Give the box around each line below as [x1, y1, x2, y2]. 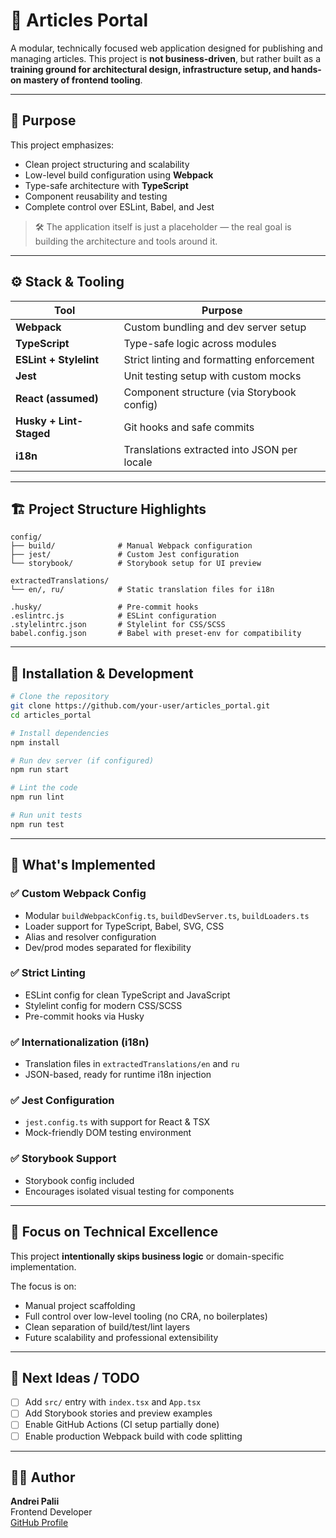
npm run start [10, 765, 70, 775]
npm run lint [10, 792, 65, 803]
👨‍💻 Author [10, 1469, 76, 1486]
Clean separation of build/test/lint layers [24, 1320, 191, 1333]
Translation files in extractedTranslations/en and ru [24, 1058, 240, 1070]
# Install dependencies [10, 728, 110, 738]
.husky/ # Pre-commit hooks [10, 602, 199, 613]
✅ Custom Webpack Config [10, 887, 147, 901]
